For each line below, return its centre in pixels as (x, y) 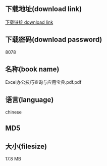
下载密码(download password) (54, 40)
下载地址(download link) (44, 9)
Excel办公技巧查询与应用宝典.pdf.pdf (43, 82)
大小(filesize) (26, 147)
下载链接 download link (29, 22)
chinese (13, 112)
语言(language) (30, 100)
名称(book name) (32, 69)
